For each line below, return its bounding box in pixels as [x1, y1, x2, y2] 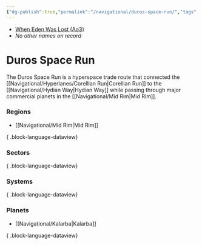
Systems [6, 177, 33, 186]
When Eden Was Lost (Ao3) [15, 25, 85, 33]
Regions [6, 107, 32, 116]
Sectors [6, 148, 30, 156]
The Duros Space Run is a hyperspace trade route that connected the [6, 73, 180, 81]
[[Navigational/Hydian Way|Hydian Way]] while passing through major [6, 86, 181, 93]
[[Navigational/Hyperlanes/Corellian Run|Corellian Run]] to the [6, 79, 162, 87]
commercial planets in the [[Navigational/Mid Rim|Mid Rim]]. [6, 92, 157, 100]
